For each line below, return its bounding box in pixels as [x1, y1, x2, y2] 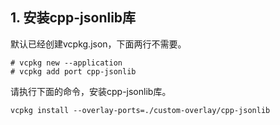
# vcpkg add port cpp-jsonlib [10, 66, 137, 77]
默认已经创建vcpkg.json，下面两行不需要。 [10, 38, 187, 50]
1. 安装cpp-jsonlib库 [10, 9, 137, 27]
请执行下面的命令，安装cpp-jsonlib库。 [10, 85, 172, 97]
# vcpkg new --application [10, 58, 123, 68]
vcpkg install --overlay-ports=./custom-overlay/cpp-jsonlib [10, 105, 271, 115]
